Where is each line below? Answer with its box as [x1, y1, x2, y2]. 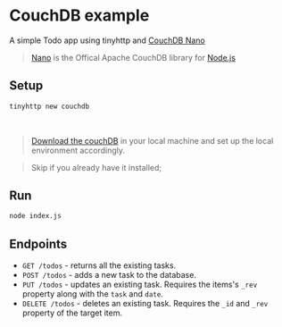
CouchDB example [9, 5, 150, 26]
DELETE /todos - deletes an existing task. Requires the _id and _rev [21, 298, 269, 309]
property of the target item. [21, 307, 123, 318]
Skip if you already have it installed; [30, 162, 162, 172]
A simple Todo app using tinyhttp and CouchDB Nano [9, 35, 205, 46]
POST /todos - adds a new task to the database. [21, 270, 196, 281]
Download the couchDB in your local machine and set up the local [30, 135, 274, 146]
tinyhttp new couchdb [9, 102, 90, 111]
